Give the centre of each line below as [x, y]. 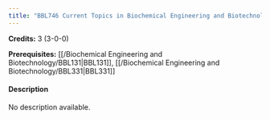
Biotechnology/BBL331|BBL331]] [62, 71]
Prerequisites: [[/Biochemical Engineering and [86, 54]
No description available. [49, 107]
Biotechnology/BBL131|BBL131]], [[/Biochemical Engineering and [114, 62]
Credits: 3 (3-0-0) [39, 38]
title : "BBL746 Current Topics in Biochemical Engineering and [117, 16]
